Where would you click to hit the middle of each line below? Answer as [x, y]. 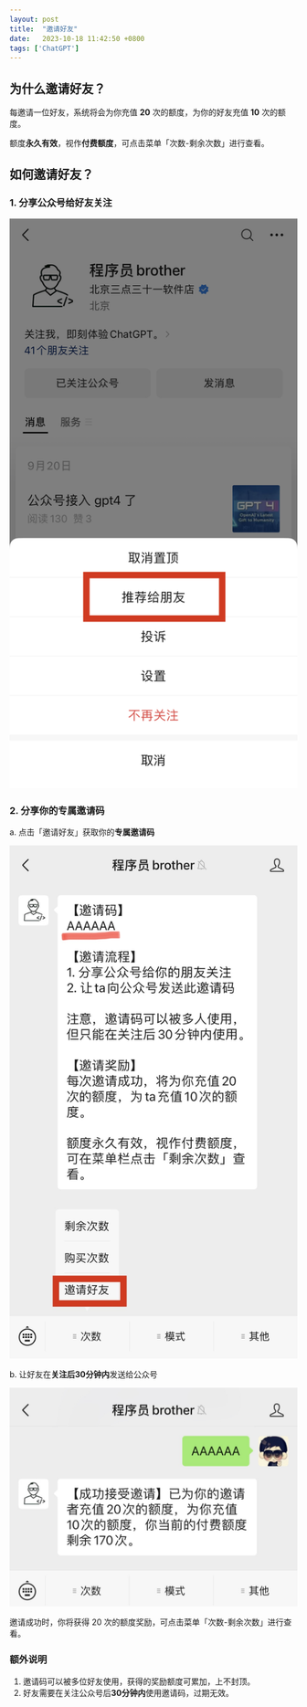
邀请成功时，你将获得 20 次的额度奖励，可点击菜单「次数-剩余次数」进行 [147, 1622]
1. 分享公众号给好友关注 [61, 203]
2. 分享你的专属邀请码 [57, 810]
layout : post [34, 19]
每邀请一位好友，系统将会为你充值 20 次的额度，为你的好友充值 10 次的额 [148, 112]
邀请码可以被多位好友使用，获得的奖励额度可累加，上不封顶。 [139, 1681]
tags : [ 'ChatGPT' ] [44, 48]
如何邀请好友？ [52, 175]
